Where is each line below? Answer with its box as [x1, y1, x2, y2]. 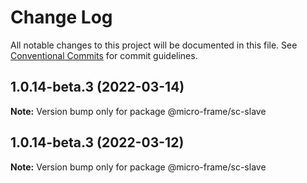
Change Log [10, 6, 113, 29]
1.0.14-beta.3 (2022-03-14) [10, 79, 185, 96]
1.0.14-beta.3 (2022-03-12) [10, 134, 185, 151]
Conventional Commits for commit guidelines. [10, 49, 198, 61]
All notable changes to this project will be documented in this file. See [10, 39, 298, 51]
